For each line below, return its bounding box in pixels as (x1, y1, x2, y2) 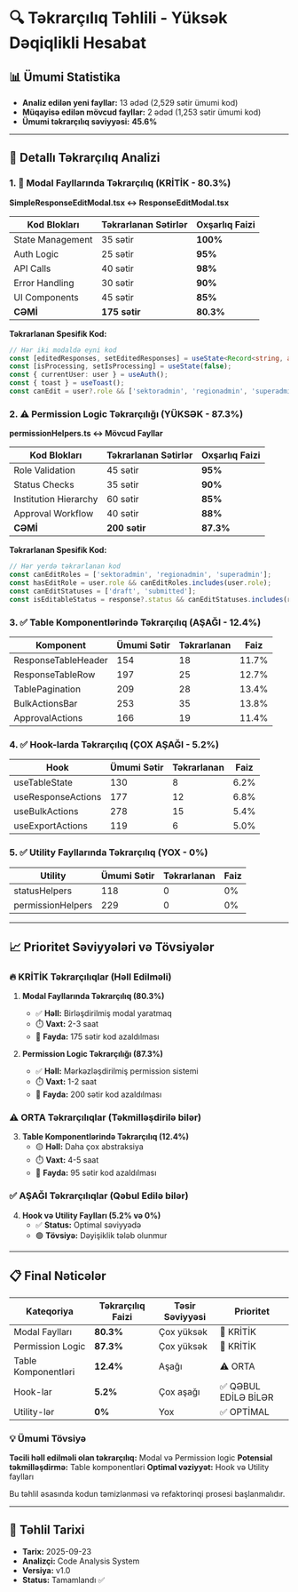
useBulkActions (13, 805, 79, 818)
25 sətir (101, 247, 135, 260)
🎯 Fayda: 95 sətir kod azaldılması (35, 1167, 157, 1179)
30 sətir (101, 276, 135, 289)
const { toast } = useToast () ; (9, 379, 125, 388)
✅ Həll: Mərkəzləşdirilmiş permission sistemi (35, 1066, 199, 1076)
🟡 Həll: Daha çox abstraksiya (35, 1141, 144, 1152)
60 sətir (106, 493, 139, 506)
